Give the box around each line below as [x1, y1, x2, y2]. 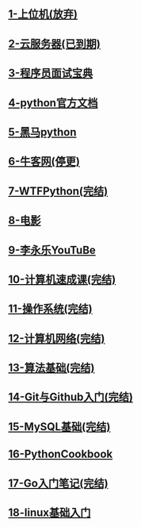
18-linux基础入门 [8, 506, 91, 520]
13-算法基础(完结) [8, 361, 95, 375]
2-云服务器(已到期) [8, 37, 101, 50]
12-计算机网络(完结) [8, 332, 105, 345]
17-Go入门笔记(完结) [8, 476, 109, 490]
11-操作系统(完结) [8, 302, 93, 316]
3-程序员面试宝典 [8, 67, 93, 80]
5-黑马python [8, 125, 77, 139]
